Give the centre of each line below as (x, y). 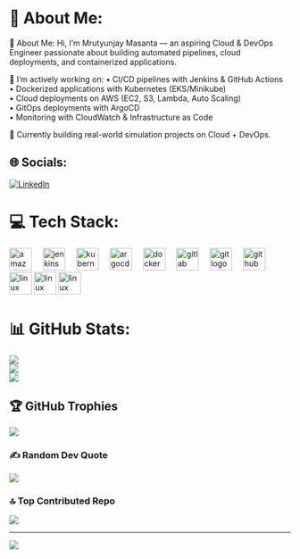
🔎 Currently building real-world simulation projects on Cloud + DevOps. (140, 134)
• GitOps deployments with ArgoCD (75, 107)
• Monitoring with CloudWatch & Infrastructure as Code (111, 117)
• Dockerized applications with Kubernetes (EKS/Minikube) (118, 88)
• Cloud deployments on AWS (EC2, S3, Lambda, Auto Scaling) (125, 98)
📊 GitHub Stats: (70, 329)
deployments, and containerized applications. (93, 62)
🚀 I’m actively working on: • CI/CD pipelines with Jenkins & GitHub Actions (146, 79)
